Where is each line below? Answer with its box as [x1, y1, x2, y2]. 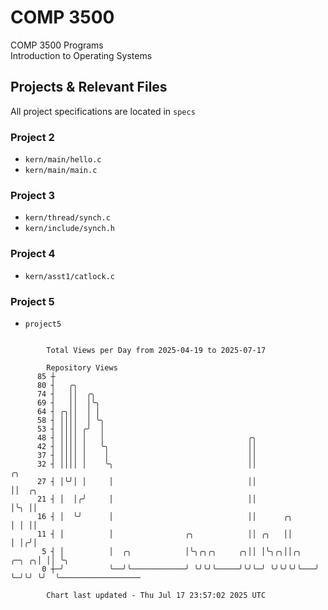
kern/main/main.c [24, 166, 98, 176]
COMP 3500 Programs [10, 39, 104, 51]
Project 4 [10, 247, 56, 261]
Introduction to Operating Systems [10, 49, 153, 61]
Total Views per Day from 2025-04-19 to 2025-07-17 [46, 345, 267, 355]
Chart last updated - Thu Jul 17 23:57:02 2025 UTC [46, 590, 267, 600]
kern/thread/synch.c [24, 213, 111, 223]
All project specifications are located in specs [10, 105, 196, 117]
